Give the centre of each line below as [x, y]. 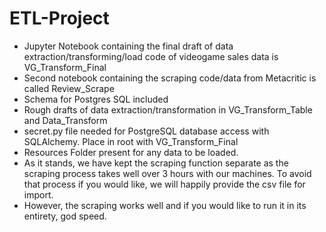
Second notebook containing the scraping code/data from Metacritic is [170, 78]
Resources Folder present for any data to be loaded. [131, 152]
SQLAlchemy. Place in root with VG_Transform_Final [131, 141]
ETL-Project [59, 18]
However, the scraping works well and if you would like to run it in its [165, 205]
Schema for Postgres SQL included [96, 99]
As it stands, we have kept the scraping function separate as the [156, 163]
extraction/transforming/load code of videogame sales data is [151, 56]
